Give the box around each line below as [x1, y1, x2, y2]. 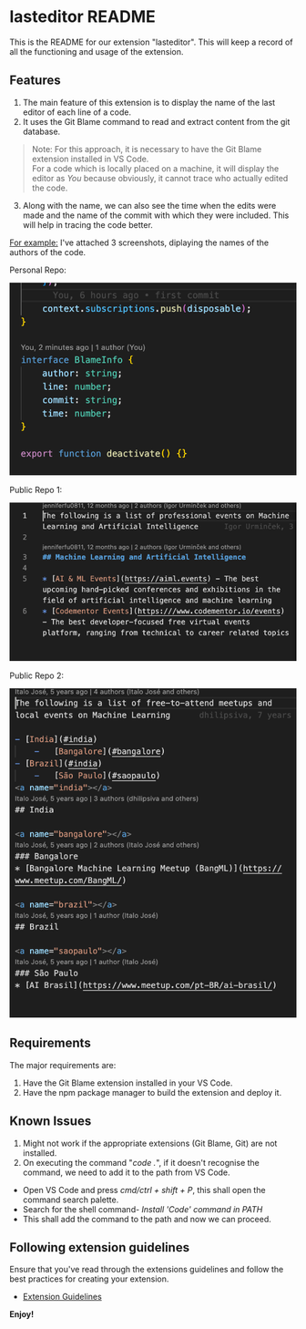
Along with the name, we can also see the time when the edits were [22, 200, 277, 211]
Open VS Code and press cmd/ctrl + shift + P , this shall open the [22, 1184, 266, 1195]
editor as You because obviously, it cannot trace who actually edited [31, 172, 289, 183]
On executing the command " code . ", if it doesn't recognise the [22, 1157, 260, 1168]
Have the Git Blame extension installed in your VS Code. [22, 1077, 233, 1088]
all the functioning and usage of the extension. [9, 46, 184, 57]
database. [22, 126, 61, 137]
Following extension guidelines [9, 1240, 189, 1255]
